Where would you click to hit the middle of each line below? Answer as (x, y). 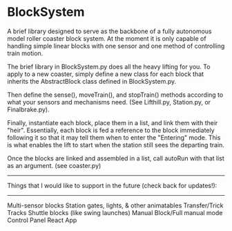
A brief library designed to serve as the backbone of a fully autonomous (109, 31)
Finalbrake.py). (28, 109)
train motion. (25, 53)
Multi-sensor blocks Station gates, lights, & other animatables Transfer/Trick (115, 205)
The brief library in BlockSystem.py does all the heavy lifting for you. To (109, 66)
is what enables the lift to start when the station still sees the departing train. (116, 145)
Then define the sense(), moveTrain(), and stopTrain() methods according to (115, 95)
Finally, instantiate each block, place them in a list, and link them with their (113, 122)
